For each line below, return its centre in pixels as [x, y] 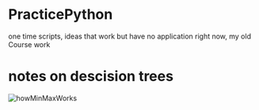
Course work [29, 44]
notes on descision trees [91, 77]
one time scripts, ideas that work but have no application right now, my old [130, 36]
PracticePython [61, 15]
